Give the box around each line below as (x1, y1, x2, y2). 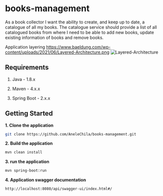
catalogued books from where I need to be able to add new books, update (5, 29, 154, 35)
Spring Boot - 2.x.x (12, 95, 50, 101)
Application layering (5, 44, 45, 50)
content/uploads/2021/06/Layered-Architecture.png (5, 49, 110, 55)
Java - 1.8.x (12, 76, 36, 82)
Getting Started (5, 109, 53, 118)
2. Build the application (5, 140, 53, 146)
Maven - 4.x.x (12, 86, 41, 92)
